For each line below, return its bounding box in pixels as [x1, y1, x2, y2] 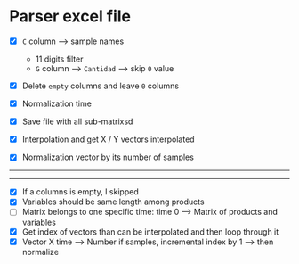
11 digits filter [35, 54, 84, 64]
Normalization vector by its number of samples [21, 152, 194, 162]
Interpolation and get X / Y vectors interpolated [21, 134, 195, 144]
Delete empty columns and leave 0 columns [21, 80, 180, 91]
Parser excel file [9, 6, 132, 27]
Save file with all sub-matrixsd [21, 116, 133, 127]
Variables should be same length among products [21, 196, 205, 207]
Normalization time [21, 98, 92, 109]
